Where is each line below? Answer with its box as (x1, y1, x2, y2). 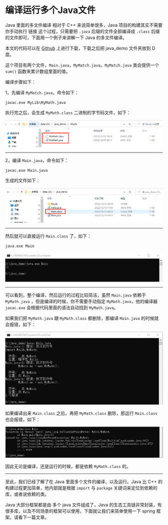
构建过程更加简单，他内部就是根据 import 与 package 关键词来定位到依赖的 (5, 485, 157, 491)
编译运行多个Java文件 (5, 4, 96, 16)
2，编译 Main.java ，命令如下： (5, 157, 69, 163)
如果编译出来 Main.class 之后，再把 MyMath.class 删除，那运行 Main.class (5, 410, 157, 416)
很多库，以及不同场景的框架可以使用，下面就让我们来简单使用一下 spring (5, 508, 155, 514)
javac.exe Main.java (5, 168, 48, 173)
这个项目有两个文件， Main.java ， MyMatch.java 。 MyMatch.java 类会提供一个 (5, 62, 159, 68)
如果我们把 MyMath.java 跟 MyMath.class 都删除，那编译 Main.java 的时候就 (5, 315, 159, 321)
